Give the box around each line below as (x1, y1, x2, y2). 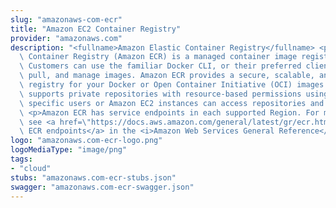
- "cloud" (10, 163, 52, 173)
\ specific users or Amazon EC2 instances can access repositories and (19, 98, 325, 108)
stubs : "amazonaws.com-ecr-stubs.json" (10, 172, 177, 183)
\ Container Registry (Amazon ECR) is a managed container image (19, 52, 298, 62)
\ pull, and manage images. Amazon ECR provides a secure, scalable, (19, 71, 315, 81)
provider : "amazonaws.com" (10, 33, 123, 43)
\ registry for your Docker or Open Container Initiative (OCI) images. (19, 80, 329, 90)
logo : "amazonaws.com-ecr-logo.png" (10, 136, 163, 146)
